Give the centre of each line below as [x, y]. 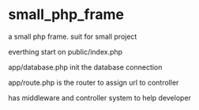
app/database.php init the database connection [85, 67]
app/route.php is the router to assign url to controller [94, 82]
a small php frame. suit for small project [73, 36]
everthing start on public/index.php [66, 51]
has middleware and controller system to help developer [100, 97]
